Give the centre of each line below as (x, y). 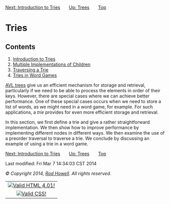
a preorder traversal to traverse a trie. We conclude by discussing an (77, 138)
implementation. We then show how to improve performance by (72, 127)
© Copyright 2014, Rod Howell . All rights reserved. (58, 173)
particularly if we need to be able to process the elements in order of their (83, 91)
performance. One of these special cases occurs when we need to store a (83, 101)
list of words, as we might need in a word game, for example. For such (79, 107)
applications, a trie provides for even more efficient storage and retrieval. (82, 112)
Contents (20, 47)
